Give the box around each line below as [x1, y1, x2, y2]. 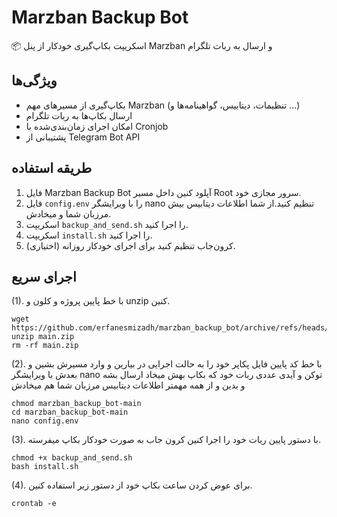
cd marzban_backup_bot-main [11, 407, 129, 418]
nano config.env [11, 416, 79, 426]
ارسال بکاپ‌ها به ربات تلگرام [25, 109, 133, 121]
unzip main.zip [11, 332, 75, 342]
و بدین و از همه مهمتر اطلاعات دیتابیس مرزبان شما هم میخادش [11, 379, 246, 391]
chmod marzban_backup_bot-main [11, 399, 142, 409]
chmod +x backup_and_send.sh [11, 453, 133, 463]
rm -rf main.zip [11, 341, 79, 351]
